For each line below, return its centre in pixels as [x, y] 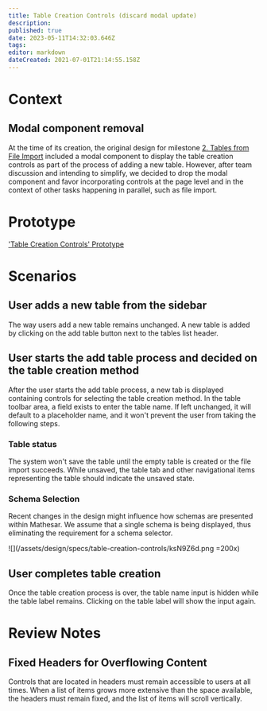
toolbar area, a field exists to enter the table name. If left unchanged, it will [130, 406]
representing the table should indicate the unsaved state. [101, 478]
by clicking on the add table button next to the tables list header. [113, 333]
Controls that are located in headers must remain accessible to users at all [130, 682]
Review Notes [55, 633]
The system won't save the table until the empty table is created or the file [130, 461]
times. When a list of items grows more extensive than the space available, [130, 690]
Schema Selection [44, 499]
